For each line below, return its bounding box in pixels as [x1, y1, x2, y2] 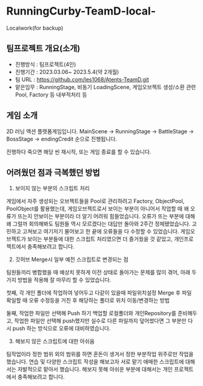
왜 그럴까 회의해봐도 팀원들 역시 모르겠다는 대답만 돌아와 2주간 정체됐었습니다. [6, 220, 191, 228]
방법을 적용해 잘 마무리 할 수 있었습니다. [17, 276, 111, 284]
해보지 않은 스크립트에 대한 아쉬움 [15, 338, 95, 345]
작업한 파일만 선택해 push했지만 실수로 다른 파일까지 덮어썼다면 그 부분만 [14, 317, 187, 325]
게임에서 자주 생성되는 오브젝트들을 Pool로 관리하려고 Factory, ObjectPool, [6, 198, 185, 205]
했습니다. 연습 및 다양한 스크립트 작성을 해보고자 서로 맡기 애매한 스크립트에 [6, 358, 184, 365]
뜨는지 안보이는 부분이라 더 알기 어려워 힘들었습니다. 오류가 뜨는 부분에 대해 [17, 213, 196, 220]
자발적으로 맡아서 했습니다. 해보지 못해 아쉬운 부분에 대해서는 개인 [17, 365, 173, 373]
